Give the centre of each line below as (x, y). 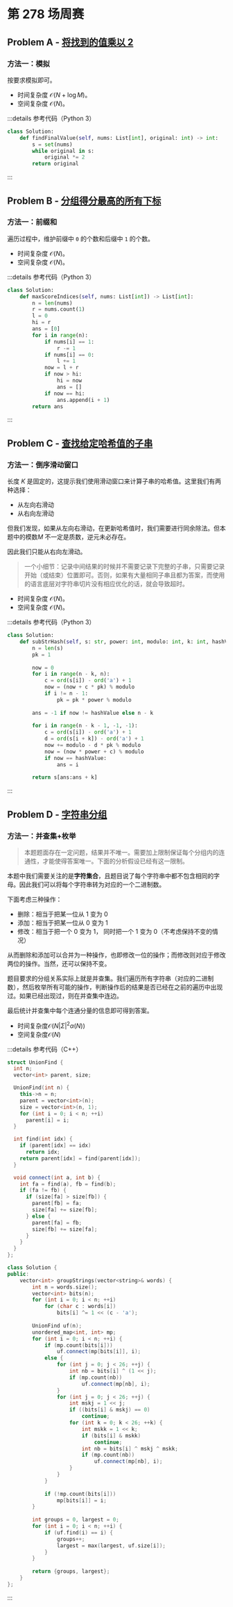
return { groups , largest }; (71, 1572)
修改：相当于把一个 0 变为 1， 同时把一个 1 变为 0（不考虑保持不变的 (115, 931)
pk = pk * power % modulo (94, 700)
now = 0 (43, 668)
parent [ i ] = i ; (48, 1120)
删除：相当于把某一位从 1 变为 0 (63, 914)
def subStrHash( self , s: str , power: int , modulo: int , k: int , (114, 642)
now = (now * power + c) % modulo (94, 752)
